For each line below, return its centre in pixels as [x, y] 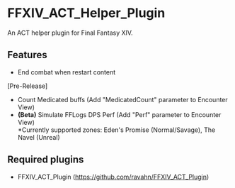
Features [27, 55]
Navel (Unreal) [39, 137]
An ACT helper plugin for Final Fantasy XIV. [70, 33]
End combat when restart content [67, 72]
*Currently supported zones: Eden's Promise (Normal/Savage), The [116, 130]
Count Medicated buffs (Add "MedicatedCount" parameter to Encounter [122, 99]
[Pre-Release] [28, 86]
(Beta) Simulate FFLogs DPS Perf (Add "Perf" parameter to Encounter [119, 114]
